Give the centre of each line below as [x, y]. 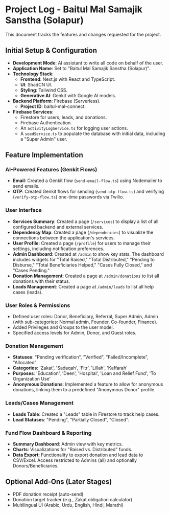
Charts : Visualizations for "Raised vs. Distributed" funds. [72, 449]
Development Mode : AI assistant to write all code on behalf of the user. [88, 63]
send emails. [26, 186]
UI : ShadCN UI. [36, 84]
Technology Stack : [33, 74]
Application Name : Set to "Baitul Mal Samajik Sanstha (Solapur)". [81, 68]
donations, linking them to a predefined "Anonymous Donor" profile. [84, 390]
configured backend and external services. [58, 227]
